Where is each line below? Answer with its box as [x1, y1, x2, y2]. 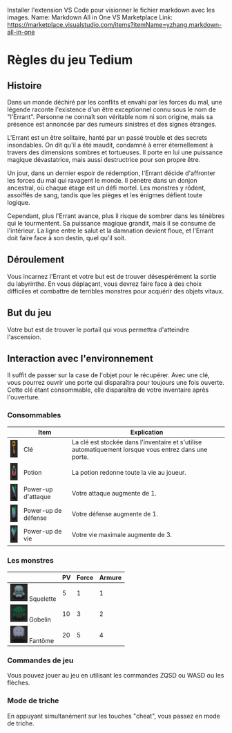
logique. [7, 199, 30, 206]
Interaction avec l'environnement [7, 353, 153, 365]
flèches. [7, 678, 30, 687]
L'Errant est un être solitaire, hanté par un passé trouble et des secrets [7, 134, 208, 141]
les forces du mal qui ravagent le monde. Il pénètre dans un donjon [7, 177, 198, 184]
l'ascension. [7, 332, 41, 341]
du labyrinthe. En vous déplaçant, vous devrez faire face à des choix [7, 280, 202, 288]
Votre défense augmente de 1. [71, 510, 159, 518]
